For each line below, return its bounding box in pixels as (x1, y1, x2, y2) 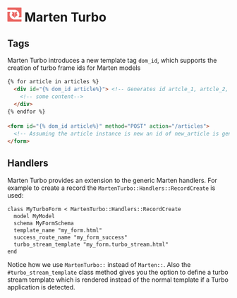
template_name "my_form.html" (13, 227, 102, 234)
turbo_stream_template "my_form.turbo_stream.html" (13, 241, 169, 248)
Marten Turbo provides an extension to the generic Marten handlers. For (7, 176, 217, 184)
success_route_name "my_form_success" (13, 234, 128, 241)
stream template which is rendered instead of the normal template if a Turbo (7, 275, 229, 284)
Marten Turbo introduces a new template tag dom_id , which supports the (7, 56, 217, 64)
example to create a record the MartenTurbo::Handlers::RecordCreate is (7, 184, 216, 192)
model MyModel (13, 213, 55, 220)
